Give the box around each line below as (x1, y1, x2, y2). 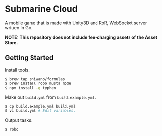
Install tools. (5, 67, 30, 73)
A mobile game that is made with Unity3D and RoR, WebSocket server (5, 20, 147, 26)
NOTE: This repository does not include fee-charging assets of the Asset (5, 34, 158, 40)
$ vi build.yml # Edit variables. (5, 109, 76, 113)
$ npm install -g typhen (5, 85, 56, 90)
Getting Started (5, 54, 54, 62)
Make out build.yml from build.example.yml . (5, 94, 96, 100)
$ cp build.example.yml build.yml (5, 104, 76, 109)
